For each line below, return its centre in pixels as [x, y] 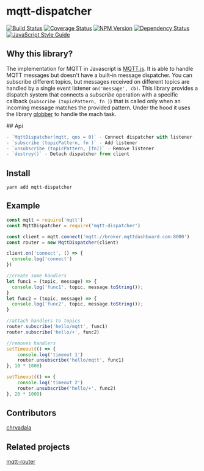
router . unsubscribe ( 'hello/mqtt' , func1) [71, 360]
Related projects [38, 447]
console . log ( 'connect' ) [42, 259]
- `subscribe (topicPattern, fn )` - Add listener [72, 143]
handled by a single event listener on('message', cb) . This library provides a [102, 88]
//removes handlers [31, 343]
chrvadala [19, 428]
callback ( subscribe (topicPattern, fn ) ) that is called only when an [94, 101]
